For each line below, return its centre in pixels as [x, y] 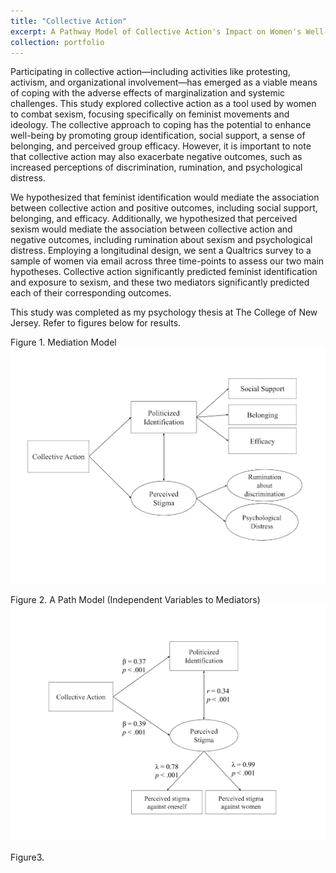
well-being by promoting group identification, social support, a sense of [158, 136]
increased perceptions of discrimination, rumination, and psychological [156, 167]
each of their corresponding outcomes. [91, 293]
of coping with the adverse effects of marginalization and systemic [148, 93]
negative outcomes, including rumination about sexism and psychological [161, 240]
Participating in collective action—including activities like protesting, [150, 72]
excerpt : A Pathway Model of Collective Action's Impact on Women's [156, 31]
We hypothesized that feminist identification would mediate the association [165, 197]
